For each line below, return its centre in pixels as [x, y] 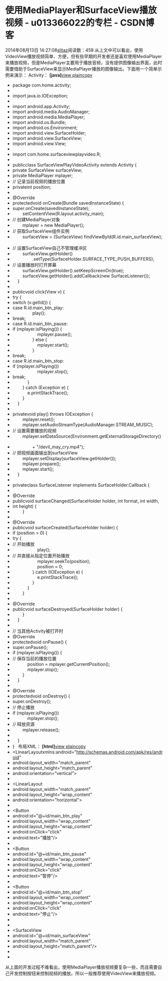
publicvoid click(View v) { [38, 292]
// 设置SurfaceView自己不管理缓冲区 [50, 248]
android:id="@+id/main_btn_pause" [49, 854]
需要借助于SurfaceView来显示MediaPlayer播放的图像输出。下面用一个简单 [81, 69]
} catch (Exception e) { [45, 387]
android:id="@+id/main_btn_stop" [47, 892]
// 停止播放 [23, 707]
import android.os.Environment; [45, 128]
